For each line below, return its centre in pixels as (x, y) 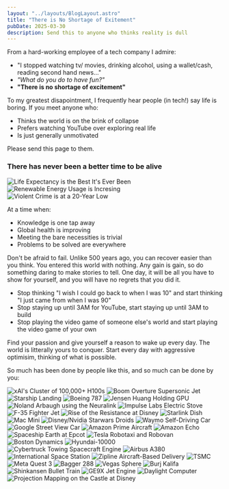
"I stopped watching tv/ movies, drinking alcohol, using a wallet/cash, (115, 65)
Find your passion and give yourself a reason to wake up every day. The (109, 342)
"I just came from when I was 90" (64, 300)
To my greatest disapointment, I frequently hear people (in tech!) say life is (112, 101)
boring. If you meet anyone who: (53, 108)
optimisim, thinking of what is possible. (62, 357)
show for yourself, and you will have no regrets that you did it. (94, 279)
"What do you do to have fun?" (61, 80)
